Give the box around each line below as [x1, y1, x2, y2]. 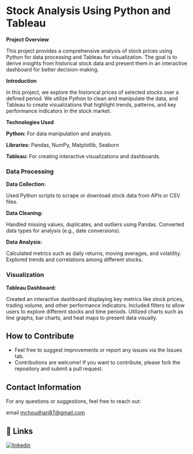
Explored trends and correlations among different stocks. [6, 256, 143, 263]
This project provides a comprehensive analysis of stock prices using [6, 47, 173, 54]
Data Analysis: [6, 238, 43, 245]
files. [6, 198, 18, 206]
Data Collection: [6, 180, 46, 188]
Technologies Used [6, 118, 54, 125]
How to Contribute [6, 331, 75, 341]
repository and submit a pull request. [14, 365, 103, 373]
